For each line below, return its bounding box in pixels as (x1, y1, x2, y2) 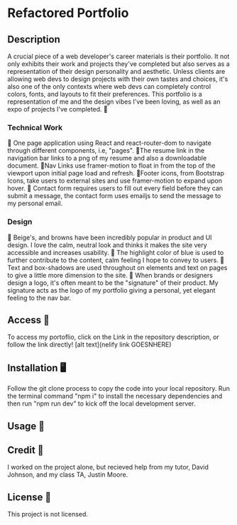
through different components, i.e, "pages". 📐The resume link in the (7, 146, 205, 155)
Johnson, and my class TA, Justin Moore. (7, 470, 128, 479)
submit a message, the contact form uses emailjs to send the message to (7, 192, 221, 200)
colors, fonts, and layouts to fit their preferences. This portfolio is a (7, 90, 202, 98)
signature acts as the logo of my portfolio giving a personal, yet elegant (7, 286, 216, 294)
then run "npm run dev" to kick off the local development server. (7, 399, 196, 408)
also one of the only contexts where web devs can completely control (7, 82, 211, 90)
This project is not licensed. (7, 510, 89, 519)
